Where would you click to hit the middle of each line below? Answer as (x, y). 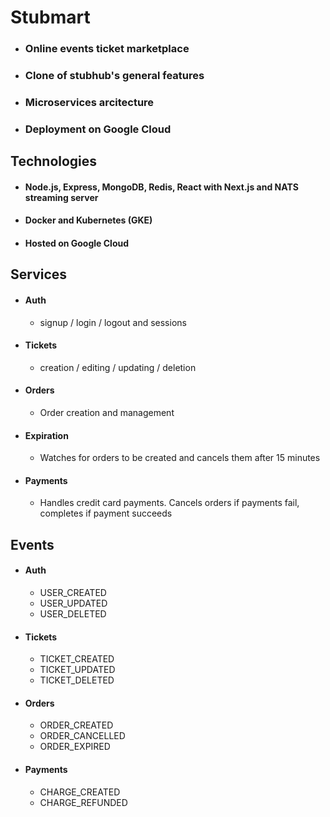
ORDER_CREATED (76, 725)
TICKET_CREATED (77, 659)
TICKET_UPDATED (77, 670)
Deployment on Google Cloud (98, 129)
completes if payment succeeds (106, 513)
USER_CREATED (73, 593)
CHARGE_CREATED (80, 792)
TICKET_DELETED (77, 680)
